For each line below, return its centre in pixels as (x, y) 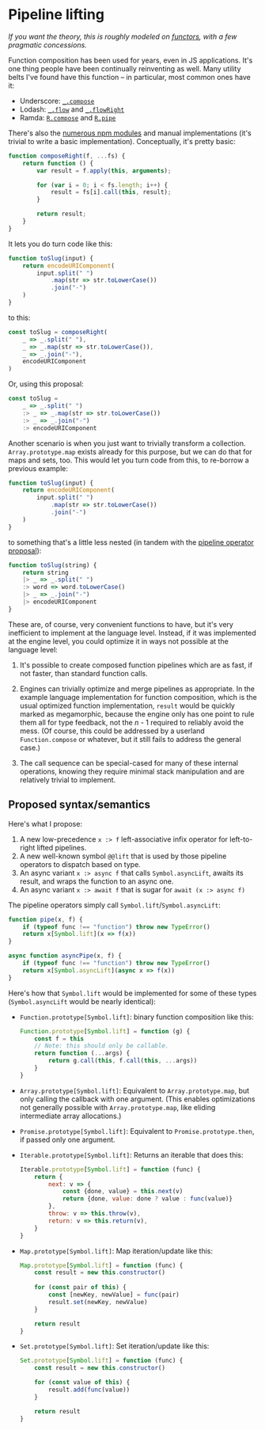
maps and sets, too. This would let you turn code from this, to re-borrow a (129, 460)
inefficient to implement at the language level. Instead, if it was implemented (132, 633)
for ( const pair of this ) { (80, 1287)
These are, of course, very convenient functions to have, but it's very (121, 624)
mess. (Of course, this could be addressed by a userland (112, 731)
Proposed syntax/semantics (79, 805)
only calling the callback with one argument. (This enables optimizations (137, 1099)
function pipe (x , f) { (45, 919)
